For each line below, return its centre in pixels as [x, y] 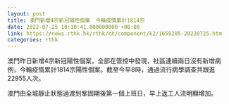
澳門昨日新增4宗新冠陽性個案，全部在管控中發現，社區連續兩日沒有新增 [111, 61]
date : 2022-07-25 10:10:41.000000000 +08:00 [74, 27]
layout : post [26, 14]
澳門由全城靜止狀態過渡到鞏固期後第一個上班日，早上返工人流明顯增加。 [112, 93]
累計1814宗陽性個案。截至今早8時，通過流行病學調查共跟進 [130, 70]
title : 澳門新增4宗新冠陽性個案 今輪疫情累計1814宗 [76, 20]
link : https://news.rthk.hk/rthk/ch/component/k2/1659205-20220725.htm [114, 33]
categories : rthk [33, 40]
